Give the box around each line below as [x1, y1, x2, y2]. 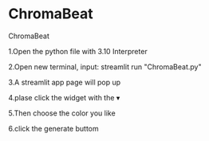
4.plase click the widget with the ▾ [8, 92, 120, 102]
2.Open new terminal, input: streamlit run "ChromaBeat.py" [8, 61, 202, 72]
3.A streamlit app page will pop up [8, 77, 121, 87]
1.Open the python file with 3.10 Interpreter [8, 46, 148, 56]
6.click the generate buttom [8, 123, 99, 133]
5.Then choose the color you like [8, 108, 116, 118]
